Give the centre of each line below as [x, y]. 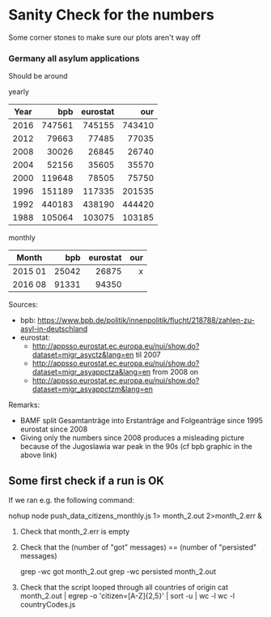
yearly [19, 92]
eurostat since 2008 [54, 429]
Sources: [23, 305]
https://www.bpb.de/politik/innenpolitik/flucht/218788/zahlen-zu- [146, 320]
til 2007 [148, 355]
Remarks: [24, 405]
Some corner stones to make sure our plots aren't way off [104, 37]
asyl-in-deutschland [54, 329]
